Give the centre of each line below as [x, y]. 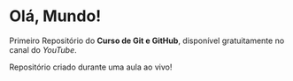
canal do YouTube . [43, 49]
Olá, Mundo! [55, 16]
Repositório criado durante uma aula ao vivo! [91, 67]
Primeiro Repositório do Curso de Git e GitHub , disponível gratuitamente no [147, 40]
